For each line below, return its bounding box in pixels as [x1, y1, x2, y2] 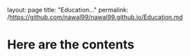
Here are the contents [7, 37, 135, 53]
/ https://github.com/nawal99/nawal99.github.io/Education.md [7, 13, 183, 21]
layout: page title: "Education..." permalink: [7, 6, 129, 14]
